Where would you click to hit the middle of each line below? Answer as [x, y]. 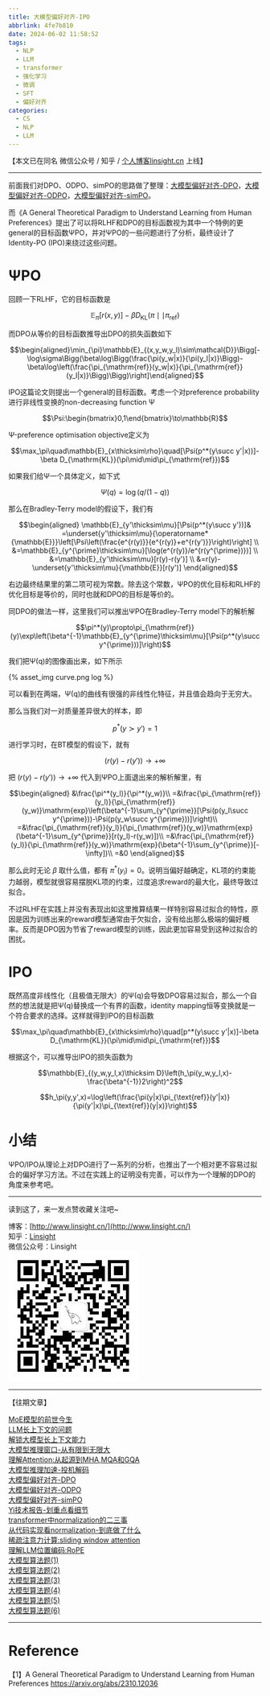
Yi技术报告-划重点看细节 [48, 1509]
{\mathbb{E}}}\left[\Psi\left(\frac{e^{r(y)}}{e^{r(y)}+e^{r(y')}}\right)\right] [132, 541]
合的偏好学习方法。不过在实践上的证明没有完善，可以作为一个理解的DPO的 [132, 1174]
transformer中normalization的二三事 [68, 1520]
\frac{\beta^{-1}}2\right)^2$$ [135, 1081]
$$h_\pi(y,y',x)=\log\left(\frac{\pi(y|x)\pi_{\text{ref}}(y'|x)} [135, 1097]
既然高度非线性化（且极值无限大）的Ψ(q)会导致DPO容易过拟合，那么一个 [129, 995]
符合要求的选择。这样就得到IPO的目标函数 [84, 1015]
